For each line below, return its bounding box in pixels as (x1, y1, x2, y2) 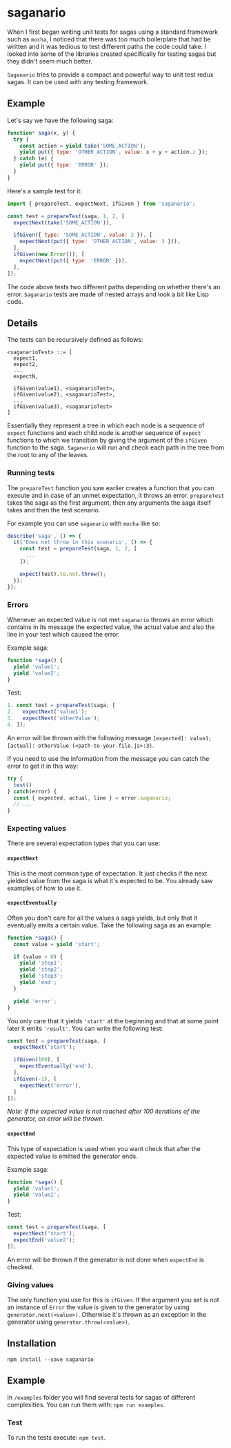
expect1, (13, 355, 39, 362)
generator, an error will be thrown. (7, 1114, 105, 1123)
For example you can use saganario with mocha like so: (7, 519, 161, 528)
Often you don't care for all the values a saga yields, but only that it (7, 914, 198, 922)
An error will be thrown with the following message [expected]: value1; (7, 733, 212, 742)
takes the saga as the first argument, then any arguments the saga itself (7, 499, 212, 507)
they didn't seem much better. (7, 57, 93, 65)
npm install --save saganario (7, 1355, 94, 1363)
